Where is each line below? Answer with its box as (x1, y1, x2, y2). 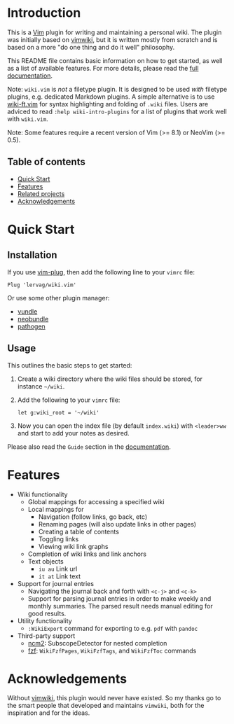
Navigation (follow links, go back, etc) (38, 513, 148, 521)
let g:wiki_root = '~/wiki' (17, 409, 99, 416)
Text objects (27, 557, 64, 565)
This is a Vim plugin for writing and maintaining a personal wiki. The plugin (7, 28, 222, 36)
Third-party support (17, 632, 76, 640)
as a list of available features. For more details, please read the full (7, 64, 199, 72)
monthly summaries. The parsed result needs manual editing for (27, 601, 214, 610)
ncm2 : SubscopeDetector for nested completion (27, 639, 167, 647)
